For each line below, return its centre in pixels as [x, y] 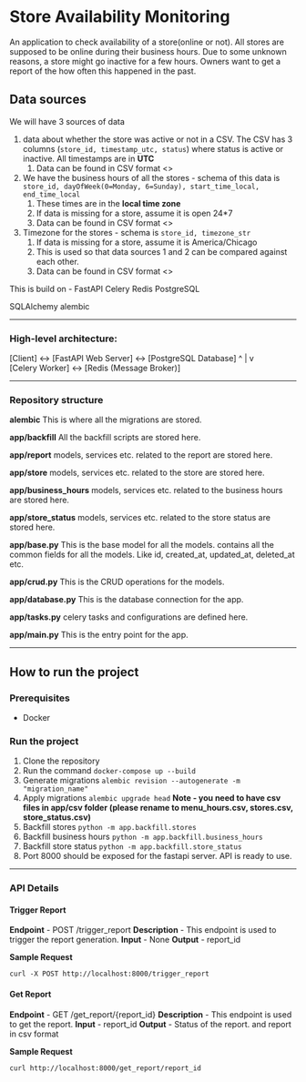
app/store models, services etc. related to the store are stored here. [138, 473]
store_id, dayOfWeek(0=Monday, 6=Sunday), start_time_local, [141, 187]
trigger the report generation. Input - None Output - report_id [125, 940]
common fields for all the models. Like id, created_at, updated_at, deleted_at [153, 555]
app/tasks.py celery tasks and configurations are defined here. [129, 617]
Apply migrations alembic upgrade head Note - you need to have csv [152, 798]
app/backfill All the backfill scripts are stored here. [105, 438]
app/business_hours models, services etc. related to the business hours [146, 490]
